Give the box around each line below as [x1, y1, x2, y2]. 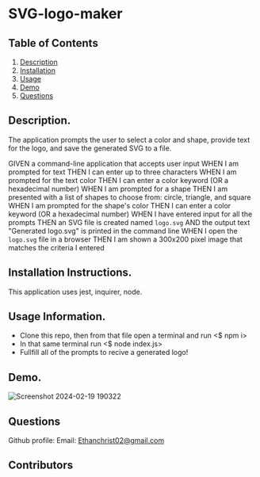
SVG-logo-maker [8, 5, 123, 23]
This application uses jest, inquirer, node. [8, 287, 143, 296]
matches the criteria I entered [8, 242, 105, 252]
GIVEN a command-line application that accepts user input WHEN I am [8, 158, 239, 168]
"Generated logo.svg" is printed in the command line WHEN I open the [8, 226, 238, 235]
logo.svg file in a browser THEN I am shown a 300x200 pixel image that [8, 235, 243, 244]
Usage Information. [8, 310, 106, 323]
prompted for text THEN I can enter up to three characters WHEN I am [8, 167, 237, 177]
